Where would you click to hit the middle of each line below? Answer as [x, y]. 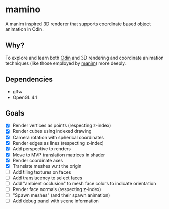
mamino [23, 9]
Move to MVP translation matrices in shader [59, 155]
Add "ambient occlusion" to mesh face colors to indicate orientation [84, 184]
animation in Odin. [24, 29]
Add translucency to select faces [48, 178]
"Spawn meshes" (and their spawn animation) [61, 195]
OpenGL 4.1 [25, 97]
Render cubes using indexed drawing [52, 131]
